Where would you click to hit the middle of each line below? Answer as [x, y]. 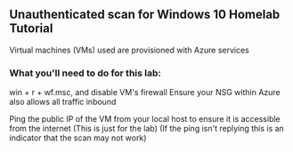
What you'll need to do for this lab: [85, 73]
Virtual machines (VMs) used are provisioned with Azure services [129, 50]
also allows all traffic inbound [63, 102]
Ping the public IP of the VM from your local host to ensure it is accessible [145, 119]
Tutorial [31, 29]
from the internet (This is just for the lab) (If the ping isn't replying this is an [147, 129]
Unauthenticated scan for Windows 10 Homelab [145, 15]
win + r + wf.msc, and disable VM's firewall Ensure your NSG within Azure [145, 92]
